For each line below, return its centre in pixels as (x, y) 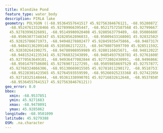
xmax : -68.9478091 (28, 105)
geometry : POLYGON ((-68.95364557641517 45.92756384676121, (67, 23)
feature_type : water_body (31, 14)
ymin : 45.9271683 (27, 100)
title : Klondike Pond (27, 9)
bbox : (10, 91)
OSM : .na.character (25, 123)
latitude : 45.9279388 (27, 118)
